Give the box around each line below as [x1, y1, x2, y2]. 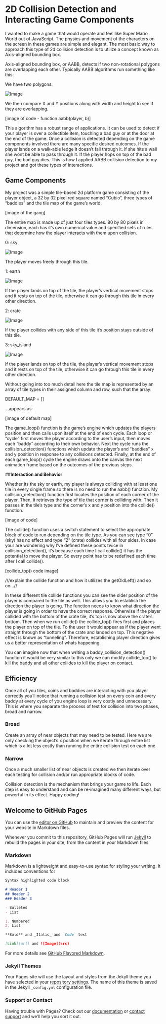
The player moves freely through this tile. [5, 258, 89, 264]
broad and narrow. [5, 708, 43, 714]
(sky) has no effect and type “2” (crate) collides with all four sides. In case [5, 537, 156, 543]
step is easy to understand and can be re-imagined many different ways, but [5, 786, 161, 792]
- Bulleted [5, 905, 28, 910]
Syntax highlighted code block [5, 878, 70, 883]
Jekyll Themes [5, 962, 41, 969]
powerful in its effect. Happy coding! [5, 792, 80, 798]
